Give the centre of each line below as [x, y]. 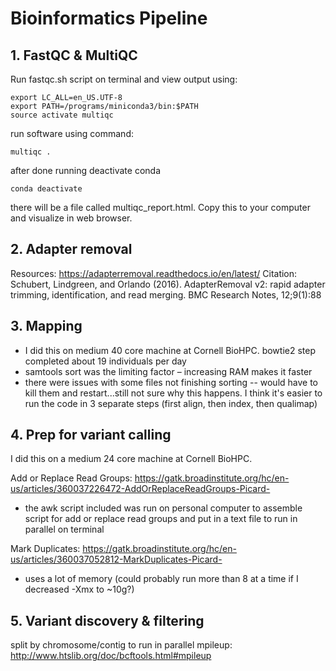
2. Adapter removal [71, 249]
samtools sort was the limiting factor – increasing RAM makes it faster [168, 371]
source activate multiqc [62, 115]
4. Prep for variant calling [91, 435]
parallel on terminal [64, 529]
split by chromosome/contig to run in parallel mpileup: [121, 645]
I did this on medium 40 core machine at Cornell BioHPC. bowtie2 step [170, 350]
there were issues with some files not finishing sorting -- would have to [171, 382]
